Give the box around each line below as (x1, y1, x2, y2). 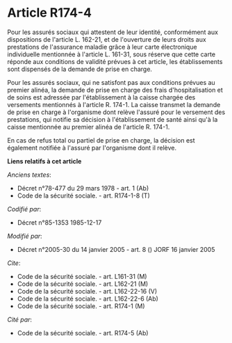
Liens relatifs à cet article (7, 157, 82, 165)
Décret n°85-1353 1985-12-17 (17, 218, 102, 227)
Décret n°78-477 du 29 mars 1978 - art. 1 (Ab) (17, 184, 149, 192)
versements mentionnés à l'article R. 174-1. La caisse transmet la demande (7, 100, 221, 109)
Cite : (7, 259, 21, 267)
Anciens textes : (7, 170, 52, 179)
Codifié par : (7, 205, 42, 213)
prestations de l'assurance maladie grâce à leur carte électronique (7, 42, 197, 51)
